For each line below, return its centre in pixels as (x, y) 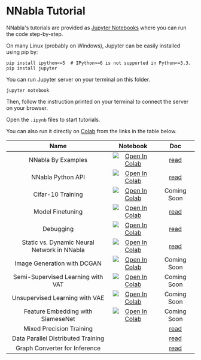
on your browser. (27, 108)
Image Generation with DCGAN (58, 263)
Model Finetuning (58, 211)
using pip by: (22, 52)
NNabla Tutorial (46, 11)
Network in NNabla (58, 250)
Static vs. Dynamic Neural (58, 242)
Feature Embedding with (58, 311)
